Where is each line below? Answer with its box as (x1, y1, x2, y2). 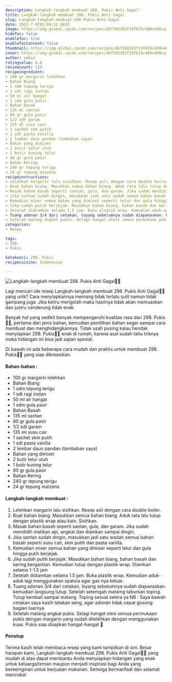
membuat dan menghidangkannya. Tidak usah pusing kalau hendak (5, 325, 148, 331)
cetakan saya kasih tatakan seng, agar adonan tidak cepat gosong (12, 599, 153, 606)
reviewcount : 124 (5, 65, 42, 70)
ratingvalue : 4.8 (5, 60, 42, 65)
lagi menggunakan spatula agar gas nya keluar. (25, 577, 124, 584)
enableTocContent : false (5, 41, 58, 46)
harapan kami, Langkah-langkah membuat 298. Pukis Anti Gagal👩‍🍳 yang (5, 650, 159, 656)
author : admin (5, 55, 36, 61)
